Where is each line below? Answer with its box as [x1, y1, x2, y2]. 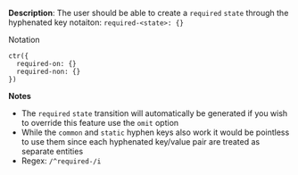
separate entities [21, 146, 84, 156]
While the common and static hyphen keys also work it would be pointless [21, 127, 290, 137]
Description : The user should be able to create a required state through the [8, 8, 289, 18]
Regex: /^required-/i [21, 155, 102, 166]
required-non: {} [16, 67, 81, 76]
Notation [8, 35, 41, 45]
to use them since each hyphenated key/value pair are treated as [21, 137, 261, 146]
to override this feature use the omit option [21, 118, 179, 128]
